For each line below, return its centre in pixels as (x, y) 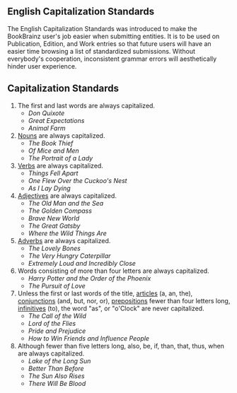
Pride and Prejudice (57, 331)
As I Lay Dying (49, 188)
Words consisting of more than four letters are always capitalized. (114, 271)
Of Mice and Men (53, 151)
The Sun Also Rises (56, 376)
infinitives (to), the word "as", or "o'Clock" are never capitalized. (111, 308)
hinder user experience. (42, 66)
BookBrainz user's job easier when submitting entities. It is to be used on (114, 36)
